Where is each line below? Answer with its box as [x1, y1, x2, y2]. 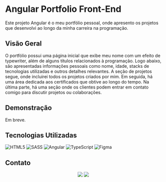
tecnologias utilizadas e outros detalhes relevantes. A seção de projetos [5, 68, 152, 74]
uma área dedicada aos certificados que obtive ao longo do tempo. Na [5, 79, 150, 85]
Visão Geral [5, 40, 42, 48]
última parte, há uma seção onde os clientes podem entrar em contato [5, 84, 149, 90]
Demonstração [5, 104, 52, 112]
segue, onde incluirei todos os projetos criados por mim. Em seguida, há [5, 73, 153, 80]
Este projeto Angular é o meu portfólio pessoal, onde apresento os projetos [5, 20, 159, 26]
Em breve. [5, 117, 26, 123]
